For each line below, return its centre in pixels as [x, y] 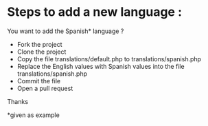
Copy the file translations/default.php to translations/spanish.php [109, 59]
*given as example [33, 115]
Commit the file [38, 81]
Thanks [18, 101]
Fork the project [40, 44]
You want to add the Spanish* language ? [66, 31]
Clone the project [42, 52]
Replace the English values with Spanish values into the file [101, 66]
